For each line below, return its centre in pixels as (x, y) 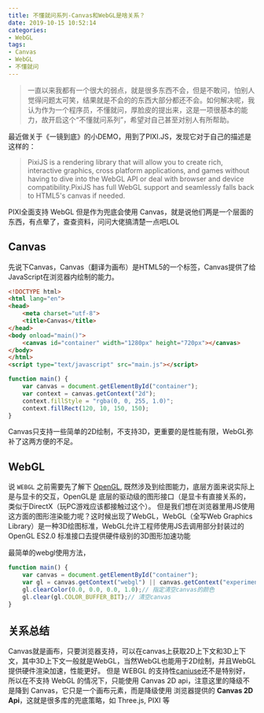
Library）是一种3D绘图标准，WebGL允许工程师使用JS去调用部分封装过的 (126, 526)
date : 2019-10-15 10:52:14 (52, 23)
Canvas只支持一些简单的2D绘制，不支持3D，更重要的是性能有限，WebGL (127, 432)
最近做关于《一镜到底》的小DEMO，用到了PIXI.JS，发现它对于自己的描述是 (130, 136)
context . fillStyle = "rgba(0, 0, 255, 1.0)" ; (98, 401)
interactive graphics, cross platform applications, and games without (138, 170)
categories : (27, 30)
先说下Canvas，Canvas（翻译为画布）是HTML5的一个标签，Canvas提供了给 (132, 267)
